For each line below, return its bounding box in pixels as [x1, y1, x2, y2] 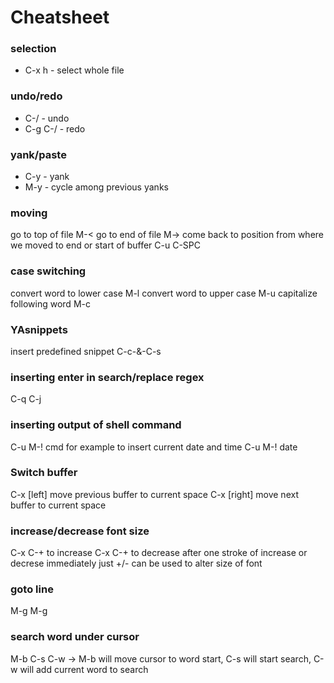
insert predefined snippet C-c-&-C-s [10, 345, 162, 357]
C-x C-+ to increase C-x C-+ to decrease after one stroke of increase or [10, 547, 308, 559]
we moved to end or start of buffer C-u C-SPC [10, 239, 202, 251]
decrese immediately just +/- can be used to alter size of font [10, 557, 263, 570]
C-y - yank [24, 171, 70, 183]
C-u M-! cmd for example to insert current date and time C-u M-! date [10, 441, 298, 453]
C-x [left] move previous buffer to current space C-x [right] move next [10, 488, 299, 500]
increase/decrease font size [10, 524, 150, 538]
